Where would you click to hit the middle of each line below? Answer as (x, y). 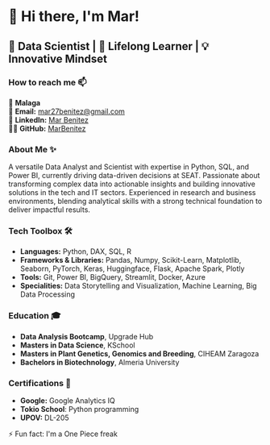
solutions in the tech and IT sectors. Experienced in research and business (132, 193)
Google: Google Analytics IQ (67, 401)
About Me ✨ (32, 149)
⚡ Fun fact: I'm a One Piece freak (63, 434)
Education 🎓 (35, 316)
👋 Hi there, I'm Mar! (74, 17)
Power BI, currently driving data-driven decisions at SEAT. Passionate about (134, 176)
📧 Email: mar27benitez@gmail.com (66, 111)
